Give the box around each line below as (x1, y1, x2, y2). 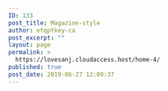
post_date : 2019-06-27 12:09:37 (8, 70, 114, 78)
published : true (8, 63, 62, 71)
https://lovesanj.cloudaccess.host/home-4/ (15, 56, 160, 64)
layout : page (8, 41, 51, 49)
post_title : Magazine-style (8, 19, 101, 27)
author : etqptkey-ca (8, 26, 77, 34)
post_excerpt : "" (8, 33, 65, 42)
